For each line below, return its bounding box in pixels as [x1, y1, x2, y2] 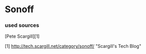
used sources [5, 22, 39, 29]
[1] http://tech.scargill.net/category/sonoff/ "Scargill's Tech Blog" [5, 43, 141, 49]
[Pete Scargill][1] [5, 33, 40, 39]
